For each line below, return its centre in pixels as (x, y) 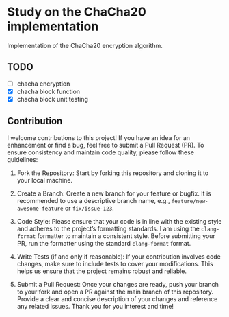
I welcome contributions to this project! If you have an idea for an (98, 137)
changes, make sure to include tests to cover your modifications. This (115, 263)
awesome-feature (40, 209)
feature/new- (190, 201)
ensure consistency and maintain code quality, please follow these (101, 152)
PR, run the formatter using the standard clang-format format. (104, 243)
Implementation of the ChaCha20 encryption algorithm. (85, 45)
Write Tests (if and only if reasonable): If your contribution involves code (119, 256)
